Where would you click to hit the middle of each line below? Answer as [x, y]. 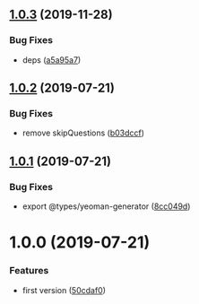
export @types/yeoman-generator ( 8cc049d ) [106, 206]
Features [29, 271]
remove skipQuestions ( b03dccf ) [83, 133]
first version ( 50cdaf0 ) [64, 290]
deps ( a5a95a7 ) [52, 60]
